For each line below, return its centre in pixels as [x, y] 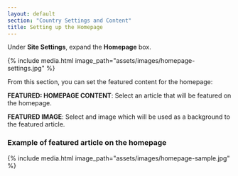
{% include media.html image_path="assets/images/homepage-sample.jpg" [119, 158]
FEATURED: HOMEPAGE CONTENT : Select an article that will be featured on [119, 95]
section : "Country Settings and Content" [70, 20]
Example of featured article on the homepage [87, 143]
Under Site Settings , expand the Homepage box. [79, 47]
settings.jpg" [26, 69]
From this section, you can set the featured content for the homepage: [110, 82]
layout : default [31, 14]
